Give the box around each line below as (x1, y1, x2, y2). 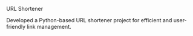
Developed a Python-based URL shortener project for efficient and (6, 17, 172, 23)
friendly (6, 23, 26, 30)
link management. (27, 23, 71, 30)
